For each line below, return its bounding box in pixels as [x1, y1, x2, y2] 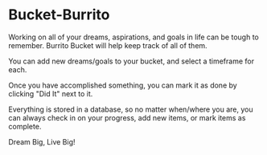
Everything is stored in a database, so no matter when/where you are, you [8, 104, 253, 114]
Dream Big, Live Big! [8, 137, 76, 146]
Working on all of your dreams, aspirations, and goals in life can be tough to [8, 32, 259, 42]
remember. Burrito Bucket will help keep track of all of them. [8, 40, 207, 50]
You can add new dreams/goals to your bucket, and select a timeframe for [8, 56, 255, 66]
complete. [8, 121, 42, 131]
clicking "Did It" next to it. [8, 88, 93, 98]
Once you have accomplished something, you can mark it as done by [8, 80, 237, 90]
